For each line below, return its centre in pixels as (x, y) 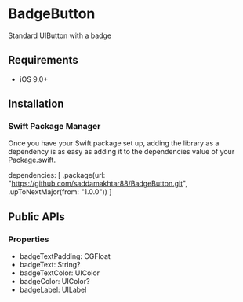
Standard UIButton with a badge (60, 35)
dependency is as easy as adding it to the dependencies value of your (121, 152)
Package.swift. (32, 160)
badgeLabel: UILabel (53, 290)
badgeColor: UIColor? (54, 282)
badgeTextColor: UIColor (60, 273)
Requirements (43, 60)
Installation (36, 104)
